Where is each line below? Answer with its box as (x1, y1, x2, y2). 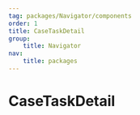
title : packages (23, 57, 78, 66)
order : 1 (8, 19, 38, 28)
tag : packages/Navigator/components (8, 11, 132, 20)
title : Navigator (23, 42, 82, 50)
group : (8, 34, 31, 43)
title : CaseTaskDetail (8, 27, 85, 35)
